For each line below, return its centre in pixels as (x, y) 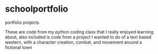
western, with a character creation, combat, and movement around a (73, 42)
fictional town (19, 47)
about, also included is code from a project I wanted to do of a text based (78, 37)
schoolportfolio (37, 9)
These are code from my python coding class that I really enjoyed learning (79, 32)
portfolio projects (22, 22)
